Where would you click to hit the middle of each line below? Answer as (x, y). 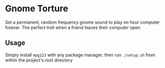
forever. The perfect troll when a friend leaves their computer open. (73, 27)
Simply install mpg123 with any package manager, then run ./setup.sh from (80, 55)
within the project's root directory (39, 60)
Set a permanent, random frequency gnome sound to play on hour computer (82, 22)
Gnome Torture (37, 9)
